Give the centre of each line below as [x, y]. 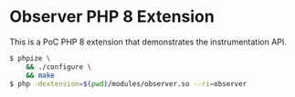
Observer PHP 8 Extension [112, 17]
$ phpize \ [30, 58]
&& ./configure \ [59, 67]
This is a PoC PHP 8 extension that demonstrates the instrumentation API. [148, 42]
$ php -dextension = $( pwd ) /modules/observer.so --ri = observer [128, 83]
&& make [40, 75]
